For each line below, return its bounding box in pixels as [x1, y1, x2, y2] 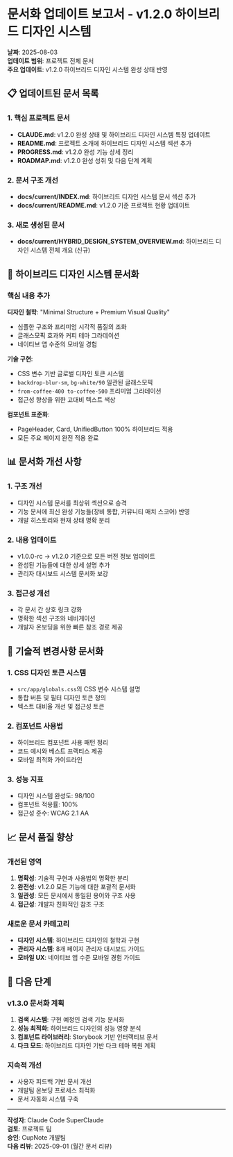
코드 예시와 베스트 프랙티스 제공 [17, 747, 103, 755]
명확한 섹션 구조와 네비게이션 [17, 614, 96, 623]
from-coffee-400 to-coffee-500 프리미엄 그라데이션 [17, 387, 162, 395]
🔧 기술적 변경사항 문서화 [7, 645, 104, 657]
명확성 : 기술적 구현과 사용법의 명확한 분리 [17, 874, 129, 882]
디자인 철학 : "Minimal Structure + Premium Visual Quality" [7, 307, 170, 316]
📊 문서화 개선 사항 [7, 456, 82, 468]
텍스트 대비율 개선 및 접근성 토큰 [17, 702, 105, 710]
